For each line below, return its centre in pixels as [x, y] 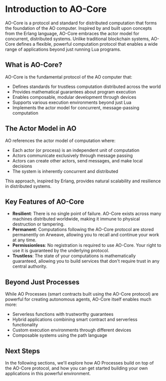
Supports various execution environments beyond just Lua [72, 102]
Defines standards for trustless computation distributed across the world [86, 86]
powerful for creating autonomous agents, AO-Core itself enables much [78, 300]
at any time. [24, 240]
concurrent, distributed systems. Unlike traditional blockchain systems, [78, 39]
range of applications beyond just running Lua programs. [63, 49]
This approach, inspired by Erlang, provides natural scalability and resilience [83, 181]
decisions [22, 166]
